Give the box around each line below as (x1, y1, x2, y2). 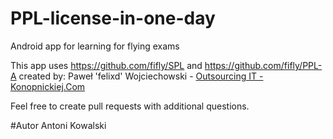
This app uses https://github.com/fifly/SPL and (10, 59, 203, 71)
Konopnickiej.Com (10, 80, 86, 92)
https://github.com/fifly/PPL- (204, 59, 323, 71)
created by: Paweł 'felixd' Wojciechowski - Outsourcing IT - (18, 70, 264, 82)
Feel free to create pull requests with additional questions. (10, 100, 250, 112)
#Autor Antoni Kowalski (10, 119, 107, 131)
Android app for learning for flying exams (10, 40, 180, 52)
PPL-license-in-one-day (10, 7, 216, 30)
